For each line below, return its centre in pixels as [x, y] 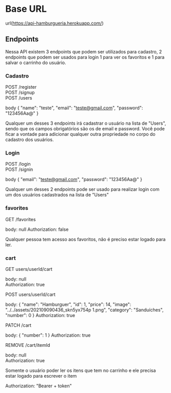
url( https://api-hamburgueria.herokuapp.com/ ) [54, 23]
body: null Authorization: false [37, 229]
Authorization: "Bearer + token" [39, 386]
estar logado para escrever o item [41, 376]
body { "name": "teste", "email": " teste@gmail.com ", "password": [74, 108]
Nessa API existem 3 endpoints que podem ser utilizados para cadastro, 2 [84, 51]
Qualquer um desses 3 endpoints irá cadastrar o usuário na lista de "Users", [86, 123]
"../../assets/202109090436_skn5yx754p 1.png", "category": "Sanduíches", [84, 310]
